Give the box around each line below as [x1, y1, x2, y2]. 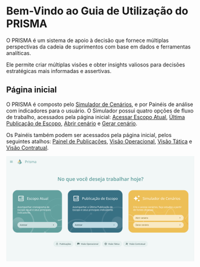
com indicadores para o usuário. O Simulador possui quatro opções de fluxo [6, 107, 194, 114]
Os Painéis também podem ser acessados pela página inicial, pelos [6, 131, 172, 138]
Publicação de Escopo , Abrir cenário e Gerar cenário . [6, 120, 137, 127]
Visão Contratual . [6, 144, 49, 151]
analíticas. [6, 49, 32, 56]
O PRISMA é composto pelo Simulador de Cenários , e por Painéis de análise [6, 101, 193, 108]
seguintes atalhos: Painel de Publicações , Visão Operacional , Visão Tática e [6, 138, 193, 145]
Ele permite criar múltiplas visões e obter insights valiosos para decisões [6, 61, 185, 68]
